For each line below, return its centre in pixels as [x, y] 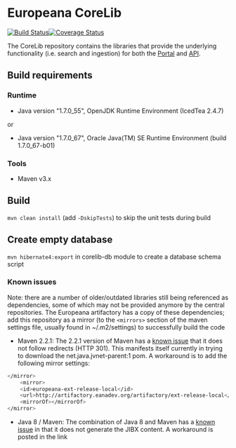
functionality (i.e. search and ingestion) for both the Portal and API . [104, 53]
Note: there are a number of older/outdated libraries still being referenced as [118, 297]
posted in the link [42, 437]
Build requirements [50, 75]
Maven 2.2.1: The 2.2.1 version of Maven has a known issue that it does [120, 341]
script [16, 264]
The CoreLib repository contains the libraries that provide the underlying [112, 46]
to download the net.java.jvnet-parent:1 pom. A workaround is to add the [122, 355]
